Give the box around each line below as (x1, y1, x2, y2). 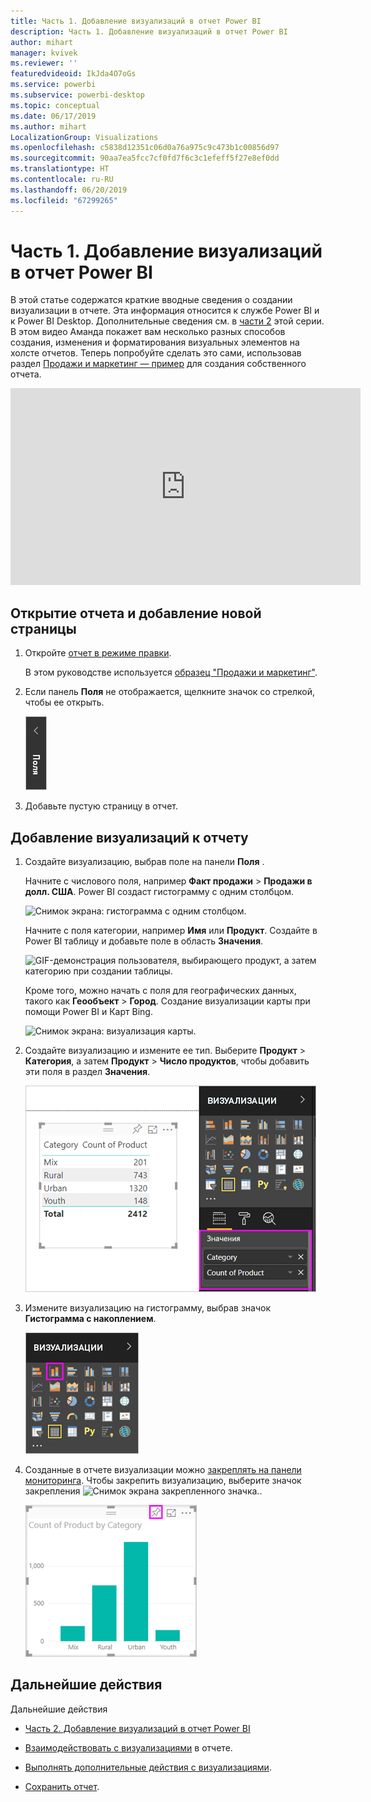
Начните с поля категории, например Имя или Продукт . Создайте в (24, 925, 318, 937)
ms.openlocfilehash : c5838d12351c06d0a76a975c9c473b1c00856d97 (10, 143, 280, 153)
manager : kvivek (10, 48, 78, 58)
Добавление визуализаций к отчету (10, 829, 249, 846)
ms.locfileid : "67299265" (10, 195, 118, 205)
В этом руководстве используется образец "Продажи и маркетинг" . (24, 666, 318, 679)
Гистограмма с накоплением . (24, 1313, 157, 1325)
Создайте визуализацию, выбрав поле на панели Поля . (24, 856, 265, 868)
